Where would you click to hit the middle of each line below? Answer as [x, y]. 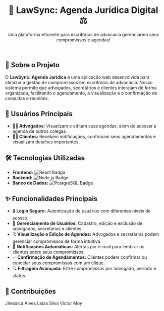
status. [19, 276]
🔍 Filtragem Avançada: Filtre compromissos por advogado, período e [84, 269]
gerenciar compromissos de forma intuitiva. [57, 241]
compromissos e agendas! [83, 40]
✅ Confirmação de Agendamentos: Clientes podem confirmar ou [80, 257]
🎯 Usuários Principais [39, 114]
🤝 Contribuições [30, 291]
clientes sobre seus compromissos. [49, 252]
